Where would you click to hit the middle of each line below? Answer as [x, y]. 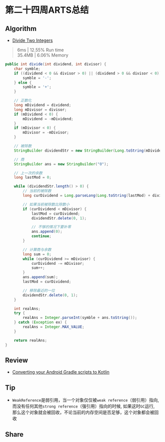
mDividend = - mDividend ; [48, 119]
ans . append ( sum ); [40, 277]
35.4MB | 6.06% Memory [43, 55]
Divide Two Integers [32, 40]
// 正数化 [23, 101]
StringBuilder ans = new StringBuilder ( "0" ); [61, 164]
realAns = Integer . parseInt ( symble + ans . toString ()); [80, 318]
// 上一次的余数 [28, 173]
